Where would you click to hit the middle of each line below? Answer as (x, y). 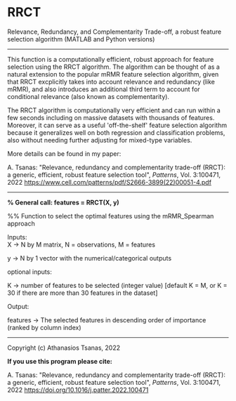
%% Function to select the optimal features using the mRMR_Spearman (111, 216)
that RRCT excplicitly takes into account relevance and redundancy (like (111, 81)
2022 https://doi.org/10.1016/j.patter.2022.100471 (78, 390)
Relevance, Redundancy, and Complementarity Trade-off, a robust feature (114, 32)
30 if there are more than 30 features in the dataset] (83, 293)
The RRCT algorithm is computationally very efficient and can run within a (114, 110)
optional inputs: (30, 272)
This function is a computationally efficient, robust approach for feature (111, 59)
